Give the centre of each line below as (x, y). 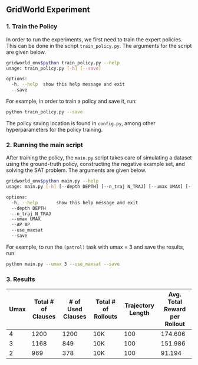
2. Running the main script (45, 145)
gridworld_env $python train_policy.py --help (63, 63)
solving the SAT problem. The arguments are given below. (76, 170)
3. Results (21, 279)
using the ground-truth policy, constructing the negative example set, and (95, 164)
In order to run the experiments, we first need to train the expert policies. (94, 39)
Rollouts (106, 317)
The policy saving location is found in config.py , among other (81, 123)
